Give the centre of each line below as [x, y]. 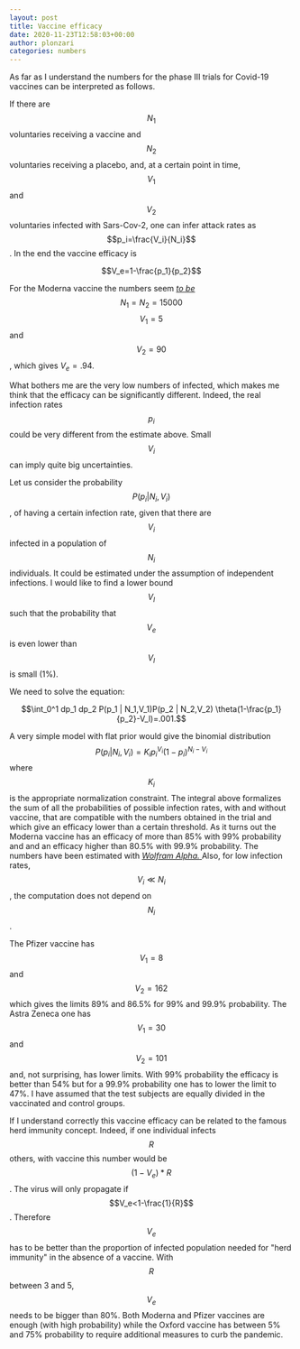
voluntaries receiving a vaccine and [75, 134]
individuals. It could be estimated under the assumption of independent [142, 573]
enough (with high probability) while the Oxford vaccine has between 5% [145, 1325]
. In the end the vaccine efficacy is [73, 254]
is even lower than [43, 644]
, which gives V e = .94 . [52, 366]
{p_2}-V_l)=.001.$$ [151, 718]
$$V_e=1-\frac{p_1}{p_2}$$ [151, 271]
